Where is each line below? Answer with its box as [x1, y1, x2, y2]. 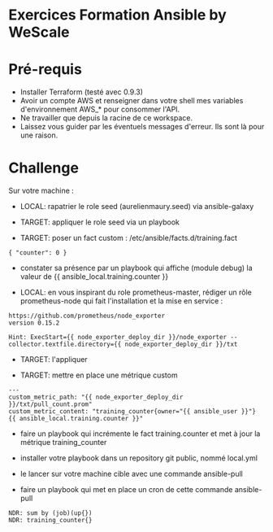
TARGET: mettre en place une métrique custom [19, 370, 178, 380]
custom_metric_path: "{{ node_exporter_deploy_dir [8, 393, 184, 402]
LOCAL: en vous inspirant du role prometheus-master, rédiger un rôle [19, 287, 252, 298]
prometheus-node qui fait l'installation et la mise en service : [19, 296, 223, 306]
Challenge [8, 159, 80, 177]
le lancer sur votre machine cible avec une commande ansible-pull [19, 469, 244, 479]
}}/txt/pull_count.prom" [8, 400, 93, 408]
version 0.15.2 [8, 319, 60, 327]
